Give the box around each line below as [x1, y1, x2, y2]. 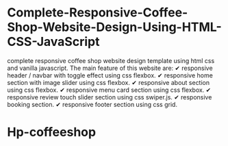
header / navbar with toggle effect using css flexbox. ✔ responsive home [7, 71, 214, 80]
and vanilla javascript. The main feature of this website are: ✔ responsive [7, 64, 214, 72]
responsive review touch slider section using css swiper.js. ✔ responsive [7, 93, 212, 101]
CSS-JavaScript [7, 34, 100, 49]
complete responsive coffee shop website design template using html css [7, 56, 215, 64]
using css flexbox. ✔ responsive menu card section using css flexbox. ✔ [7, 86, 212, 94]
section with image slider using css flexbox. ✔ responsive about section [7, 78, 210, 86]
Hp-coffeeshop [7, 125, 97, 140]
